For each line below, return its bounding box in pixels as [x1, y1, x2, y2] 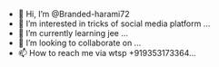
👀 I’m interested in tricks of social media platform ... [17, 18, 211, 29]
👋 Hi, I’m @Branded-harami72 [17, 9, 130, 19]
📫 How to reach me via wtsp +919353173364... [17, 48, 197, 58]
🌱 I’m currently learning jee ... [17, 28, 129, 38]
